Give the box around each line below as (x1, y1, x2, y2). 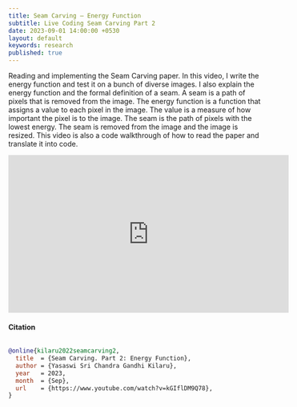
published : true (8, 49, 62, 57)
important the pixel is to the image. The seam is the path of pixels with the (8, 114, 252, 123)
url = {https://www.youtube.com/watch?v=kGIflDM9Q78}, (15, 384, 214, 393)
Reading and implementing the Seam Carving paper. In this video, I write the (8, 71, 259, 80)
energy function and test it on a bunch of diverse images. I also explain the (8, 79, 255, 89)
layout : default (8, 34, 62, 42)
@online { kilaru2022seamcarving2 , (8, 347, 120, 355)
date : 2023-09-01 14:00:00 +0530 (8, 26, 120, 34)
